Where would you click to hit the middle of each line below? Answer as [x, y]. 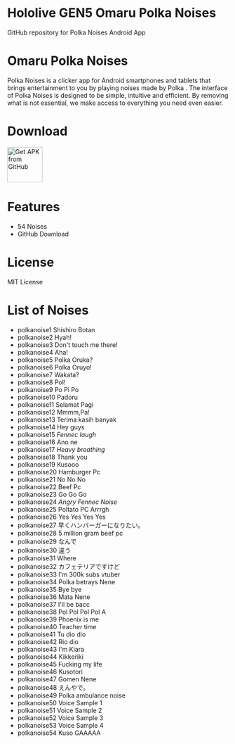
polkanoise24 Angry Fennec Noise [67, 502]
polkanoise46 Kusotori [50, 672]
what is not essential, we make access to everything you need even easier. [115, 103]
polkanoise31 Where [47, 558]
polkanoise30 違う [44, 550]
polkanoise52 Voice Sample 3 [60, 718]
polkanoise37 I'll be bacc [53, 604]
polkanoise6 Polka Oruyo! [55, 367]
